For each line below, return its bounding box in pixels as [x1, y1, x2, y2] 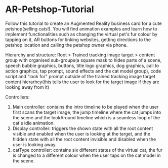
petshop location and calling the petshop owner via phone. [5, 42, 128, 48]
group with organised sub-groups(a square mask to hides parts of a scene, [5, 57, 162, 63]
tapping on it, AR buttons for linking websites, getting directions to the [5, 37, 151, 43]
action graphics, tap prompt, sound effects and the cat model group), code [5, 68, 161, 74]
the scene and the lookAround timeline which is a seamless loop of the [12, 114, 160, 120]
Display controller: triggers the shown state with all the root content [12, 125, 153, 131]
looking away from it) [5, 84, 50, 90]
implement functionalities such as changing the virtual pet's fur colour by [5, 31, 158, 37]
